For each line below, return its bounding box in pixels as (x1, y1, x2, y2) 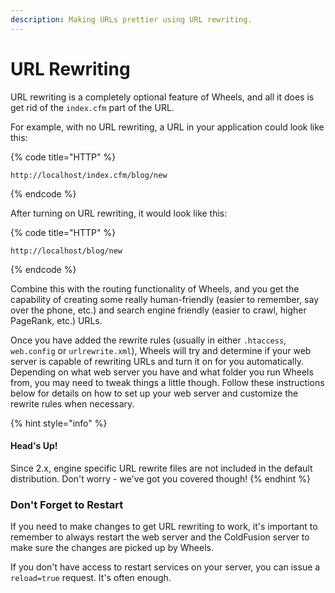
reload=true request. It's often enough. (10, 572, 172, 584)
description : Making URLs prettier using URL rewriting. (10, 14, 253, 25)
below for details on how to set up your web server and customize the (10, 387, 299, 399)
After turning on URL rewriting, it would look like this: (10, 207, 228, 219)
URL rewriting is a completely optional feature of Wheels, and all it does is (10, 91, 315, 103)
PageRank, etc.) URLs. (10, 314, 103, 326)
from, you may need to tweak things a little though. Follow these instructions (10, 376, 325, 388)
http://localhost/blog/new (10, 246, 123, 256)
